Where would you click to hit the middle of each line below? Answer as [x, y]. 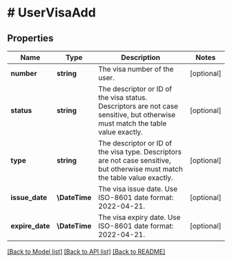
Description [141, 58]
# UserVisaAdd [52, 13]
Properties [30, 38]
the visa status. [123, 98]
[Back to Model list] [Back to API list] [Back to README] [86, 252]
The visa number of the [136, 69]
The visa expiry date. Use [139, 217]
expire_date [30, 226]
